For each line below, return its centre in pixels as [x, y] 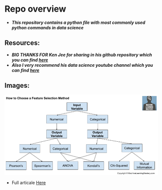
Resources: [22, 43]
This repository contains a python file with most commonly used [78, 22]
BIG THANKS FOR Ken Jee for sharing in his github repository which [82, 55]
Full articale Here [29, 182]
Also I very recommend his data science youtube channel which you [82, 65]
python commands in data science [47, 27]
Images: [17, 85]
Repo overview [36, 9]
